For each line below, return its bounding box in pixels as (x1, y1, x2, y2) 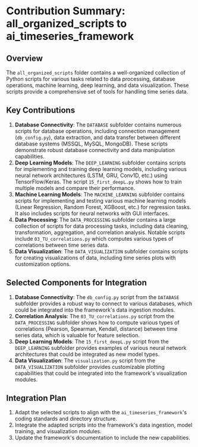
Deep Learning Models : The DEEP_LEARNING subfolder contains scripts (14, 159, 186, 166)
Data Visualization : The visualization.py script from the (14, 356, 156, 364)
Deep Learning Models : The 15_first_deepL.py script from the (14, 338, 169, 345)
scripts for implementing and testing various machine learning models (14, 197, 186, 204)
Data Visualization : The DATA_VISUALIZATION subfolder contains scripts (14, 247, 188, 254)
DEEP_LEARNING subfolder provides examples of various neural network (14, 344, 187, 351)
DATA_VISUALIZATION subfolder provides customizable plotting (14, 363, 165, 370)
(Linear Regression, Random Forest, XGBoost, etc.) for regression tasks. (14, 203, 191, 210)
